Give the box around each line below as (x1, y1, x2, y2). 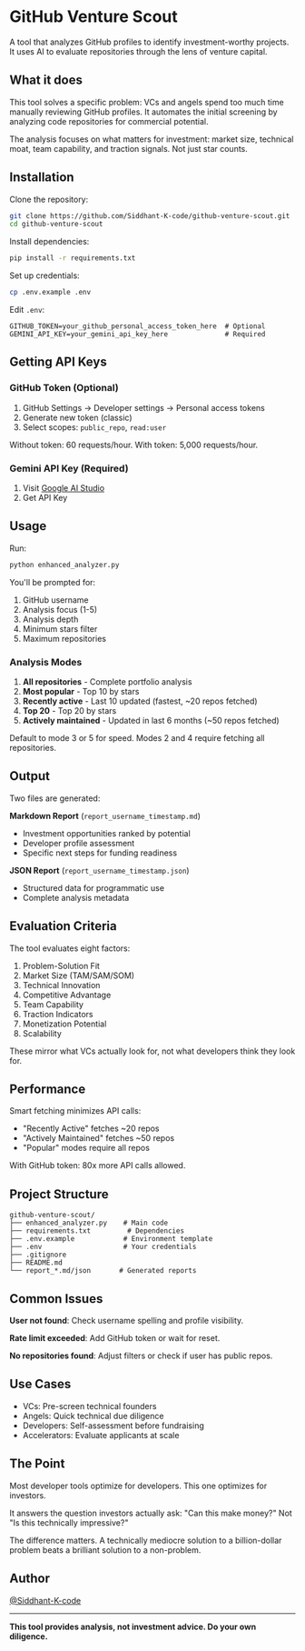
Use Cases (9, 1376, 72, 1392)
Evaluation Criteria (9, 918, 117, 934)
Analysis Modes (9, 655, 83, 668)
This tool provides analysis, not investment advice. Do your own (9, 1621, 257, 1632)
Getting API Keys (9, 355, 107, 370)
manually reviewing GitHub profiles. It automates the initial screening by (9, 106, 279, 117)
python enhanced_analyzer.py (9, 560, 120, 569)
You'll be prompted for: (9, 576, 96, 587)
